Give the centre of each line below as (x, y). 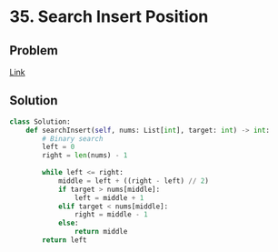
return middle (101, 232)
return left (65, 240)
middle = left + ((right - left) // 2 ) (133, 181)
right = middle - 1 (111, 215)
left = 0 (59, 147)
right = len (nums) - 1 (85, 156)
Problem (34, 50)
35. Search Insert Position (109, 17)
